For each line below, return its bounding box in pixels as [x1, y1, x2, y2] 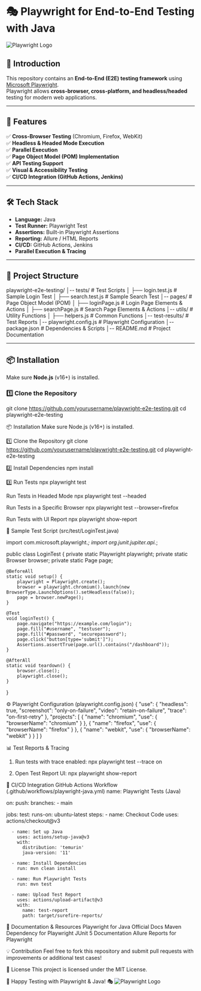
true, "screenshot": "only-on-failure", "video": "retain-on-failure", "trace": [6, 707, 187, 714]
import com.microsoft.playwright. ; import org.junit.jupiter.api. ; [6, 539, 159, 546]
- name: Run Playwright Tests [11, 876, 87, 882]
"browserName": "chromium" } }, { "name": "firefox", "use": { [6, 720, 157, 727]
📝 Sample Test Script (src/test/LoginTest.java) [6, 528, 119, 535]
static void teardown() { [6, 663, 71, 669]
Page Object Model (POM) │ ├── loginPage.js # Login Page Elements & [6, 299, 183, 307]
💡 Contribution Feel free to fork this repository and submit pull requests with [6, 947, 194, 955]
